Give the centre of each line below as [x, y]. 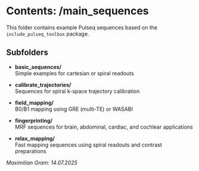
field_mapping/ [34, 102]
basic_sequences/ [38, 67]
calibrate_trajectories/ [43, 85]
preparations [30, 151]
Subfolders [27, 53]
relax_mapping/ [35, 138]
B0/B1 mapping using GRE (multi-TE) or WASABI [74, 109]
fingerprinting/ [33, 120]
